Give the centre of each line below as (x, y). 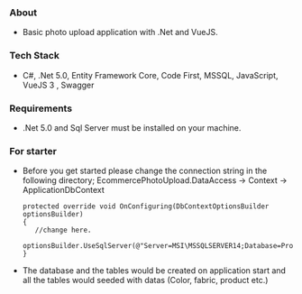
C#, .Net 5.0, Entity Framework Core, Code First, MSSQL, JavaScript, (150, 75)
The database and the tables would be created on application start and (154, 271)
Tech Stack (35, 56)
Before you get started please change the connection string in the (145, 171)
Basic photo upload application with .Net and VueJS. (120, 32)
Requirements (41, 108)
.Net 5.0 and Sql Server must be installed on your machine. (132, 127)
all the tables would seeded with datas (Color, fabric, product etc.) (145, 280)
